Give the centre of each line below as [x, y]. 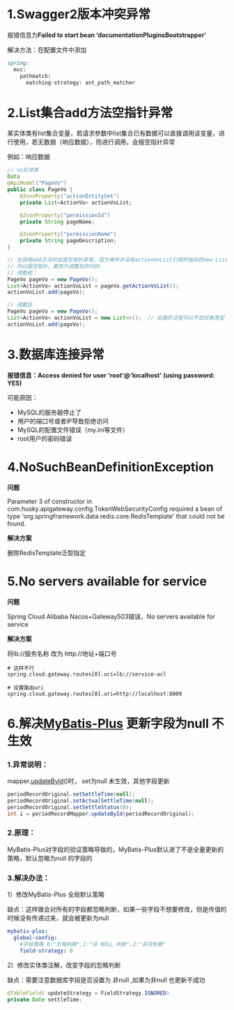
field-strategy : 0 [46, 951]
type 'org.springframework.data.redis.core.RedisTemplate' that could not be [116, 516]
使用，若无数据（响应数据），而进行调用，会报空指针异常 [94, 142]
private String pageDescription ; [68, 241]
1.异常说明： [28, 764]
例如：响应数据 [29, 157]
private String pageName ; [57, 222]
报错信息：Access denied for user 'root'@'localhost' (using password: [111, 375]
